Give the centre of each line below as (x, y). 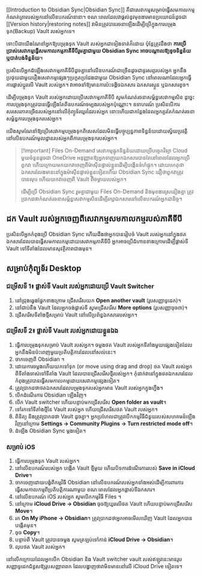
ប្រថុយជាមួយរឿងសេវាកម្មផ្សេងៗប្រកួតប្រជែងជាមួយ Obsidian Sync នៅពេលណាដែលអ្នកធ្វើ (99, 77)
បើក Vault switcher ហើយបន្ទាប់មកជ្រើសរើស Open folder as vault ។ (91, 402)
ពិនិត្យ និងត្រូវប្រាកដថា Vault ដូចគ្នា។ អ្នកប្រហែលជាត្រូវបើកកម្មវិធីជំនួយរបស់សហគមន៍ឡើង (105, 416)
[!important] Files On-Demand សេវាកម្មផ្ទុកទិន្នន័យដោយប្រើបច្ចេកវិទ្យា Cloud (104, 150)
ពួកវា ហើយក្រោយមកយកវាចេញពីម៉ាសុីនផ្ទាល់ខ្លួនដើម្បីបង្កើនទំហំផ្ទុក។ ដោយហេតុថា (102, 165)
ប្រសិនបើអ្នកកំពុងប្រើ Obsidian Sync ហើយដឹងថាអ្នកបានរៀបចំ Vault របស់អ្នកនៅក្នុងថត (96, 234)
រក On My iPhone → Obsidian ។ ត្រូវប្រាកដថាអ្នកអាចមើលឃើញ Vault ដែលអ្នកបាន (104, 518)
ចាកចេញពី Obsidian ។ (40, 359)
